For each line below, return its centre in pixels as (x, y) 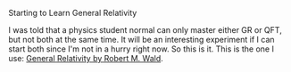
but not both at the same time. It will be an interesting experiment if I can (141, 40)
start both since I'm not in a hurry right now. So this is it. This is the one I (141, 49)
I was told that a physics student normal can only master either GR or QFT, (145, 30)
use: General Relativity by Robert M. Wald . (86, 58)
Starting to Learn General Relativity (73, 13)
